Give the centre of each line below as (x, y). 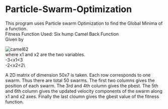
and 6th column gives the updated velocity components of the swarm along (84, 91)
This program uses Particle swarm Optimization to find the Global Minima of (84, 23)
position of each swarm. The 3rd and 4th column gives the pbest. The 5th (82, 86)
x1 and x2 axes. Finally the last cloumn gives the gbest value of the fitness (82, 96)
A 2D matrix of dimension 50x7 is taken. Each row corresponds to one (78, 75)
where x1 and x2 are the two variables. (45, 54)
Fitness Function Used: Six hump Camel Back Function (62, 34)
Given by (14, 39)
